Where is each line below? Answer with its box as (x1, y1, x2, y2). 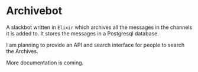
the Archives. (6, 47, 38, 54)
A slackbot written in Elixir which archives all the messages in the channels (6, 24, 193, 31)
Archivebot (6, 4, 63, 18)
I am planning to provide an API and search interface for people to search (6, 41, 185, 48)
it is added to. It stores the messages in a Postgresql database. (6, 30, 160, 37)
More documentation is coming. (6, 59, 84, 66)
